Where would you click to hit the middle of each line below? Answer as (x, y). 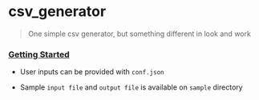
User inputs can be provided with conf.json (92, 72)
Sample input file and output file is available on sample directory (131, 87)
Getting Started (39, 54)
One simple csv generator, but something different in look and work (139, 34)
